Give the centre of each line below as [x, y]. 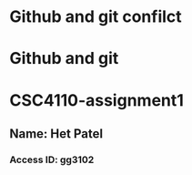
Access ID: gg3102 [52, 160]
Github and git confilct [96, 17]
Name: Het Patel [56, 134]
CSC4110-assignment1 [97, 100]
